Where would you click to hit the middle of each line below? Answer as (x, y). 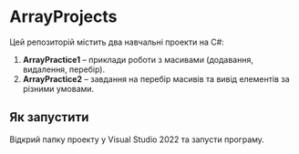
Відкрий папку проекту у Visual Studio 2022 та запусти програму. (137, 139)
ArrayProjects (63, 17)
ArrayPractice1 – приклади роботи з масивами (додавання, (138, 59)
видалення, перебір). (64, 69)
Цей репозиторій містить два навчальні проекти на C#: (117, 42)
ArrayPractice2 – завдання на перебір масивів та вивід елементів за (156, 78)
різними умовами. (58, 88)
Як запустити (49, 117)
